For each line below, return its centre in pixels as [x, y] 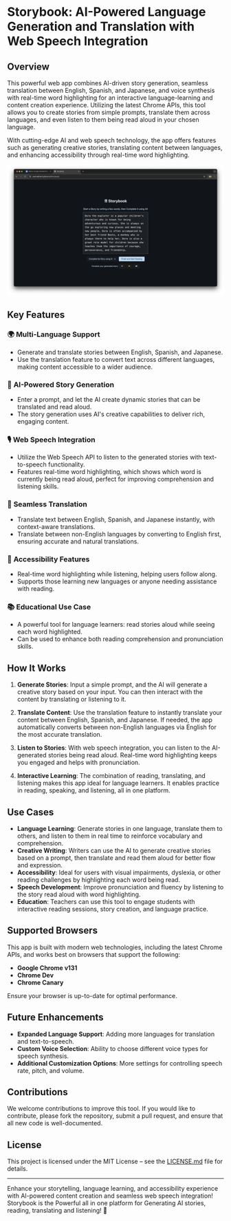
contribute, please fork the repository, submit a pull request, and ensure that [115, 1116]
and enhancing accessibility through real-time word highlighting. [99, 155]
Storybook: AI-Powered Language [107, 12]
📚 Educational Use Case [49, 607]
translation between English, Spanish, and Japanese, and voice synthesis [111, 90]
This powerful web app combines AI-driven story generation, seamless [108, 83]
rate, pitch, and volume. [51, 1070]
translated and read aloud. [54, 407]
